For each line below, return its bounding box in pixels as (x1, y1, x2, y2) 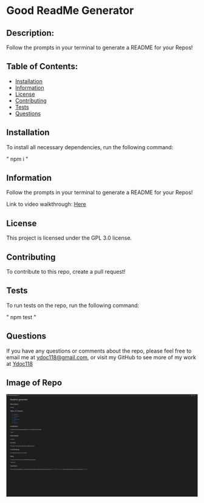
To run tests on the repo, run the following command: (6, 302, 140, 309)
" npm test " (6, 313, 36, 320)
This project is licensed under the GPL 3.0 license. (6, 234, 132, 241)
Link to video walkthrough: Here (6, 201, 86, 208)
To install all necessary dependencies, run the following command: (6, 143, 174, 150)
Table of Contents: (6, 61, 78, 72)
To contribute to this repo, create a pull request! (6, 268, 126, 275)
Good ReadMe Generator (6, 4, 134, 18)
